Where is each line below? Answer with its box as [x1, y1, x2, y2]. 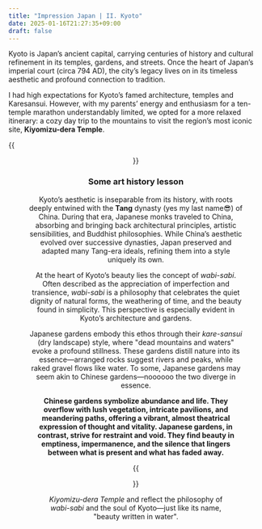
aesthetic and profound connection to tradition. [8, 74, 166, 85]
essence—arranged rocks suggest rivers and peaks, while [39, 355, 233, 364]
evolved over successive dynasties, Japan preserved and [40, 237, 232, 247]
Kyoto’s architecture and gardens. [79, 313, 192, 323]
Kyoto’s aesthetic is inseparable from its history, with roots [39, 195, 233, 204]
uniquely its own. [108, 254, 164, 264]
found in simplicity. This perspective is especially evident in [36, 304, 235, 314]
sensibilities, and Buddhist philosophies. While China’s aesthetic [29, 229, 243, 238]
